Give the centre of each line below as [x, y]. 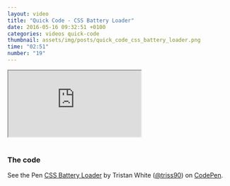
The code [24, 160]
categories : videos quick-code [53, 34]
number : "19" [27, 54]
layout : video [28, 14]
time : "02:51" [28, 47]
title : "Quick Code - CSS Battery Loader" [71, 21]
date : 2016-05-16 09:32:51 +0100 [57, 27]
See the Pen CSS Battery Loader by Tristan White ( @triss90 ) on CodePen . [115, 175]
